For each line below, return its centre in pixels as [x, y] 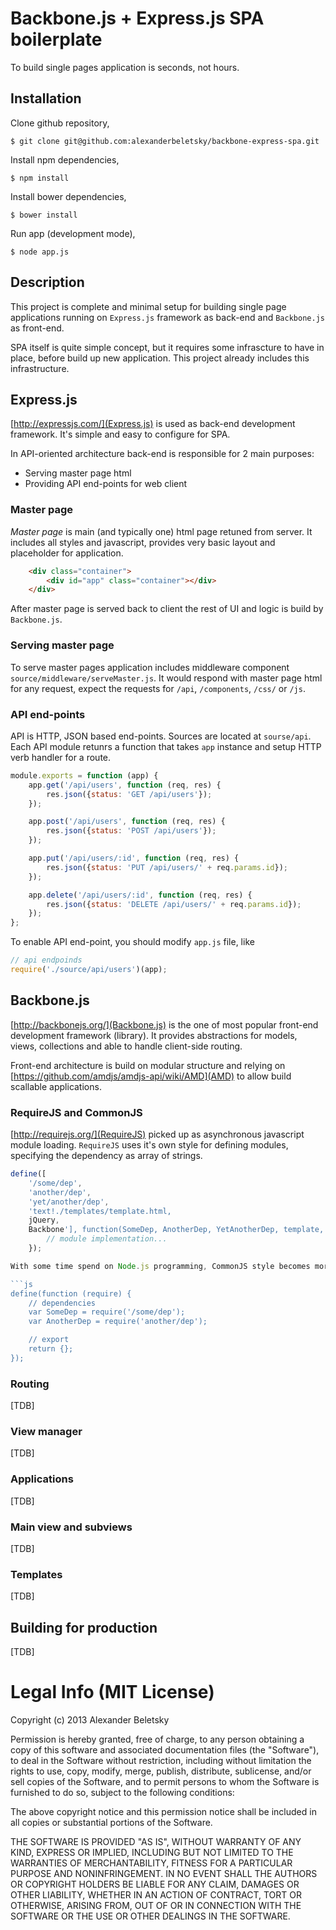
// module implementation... [107, 1239]
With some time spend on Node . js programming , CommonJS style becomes [160, 1266]
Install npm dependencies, [65, 159]
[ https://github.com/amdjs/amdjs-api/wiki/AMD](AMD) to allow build [151, 1076]
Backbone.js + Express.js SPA [137, 18]
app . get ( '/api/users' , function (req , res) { [125, 785]
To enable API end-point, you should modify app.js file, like [132, 942]
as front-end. [37, 328]
